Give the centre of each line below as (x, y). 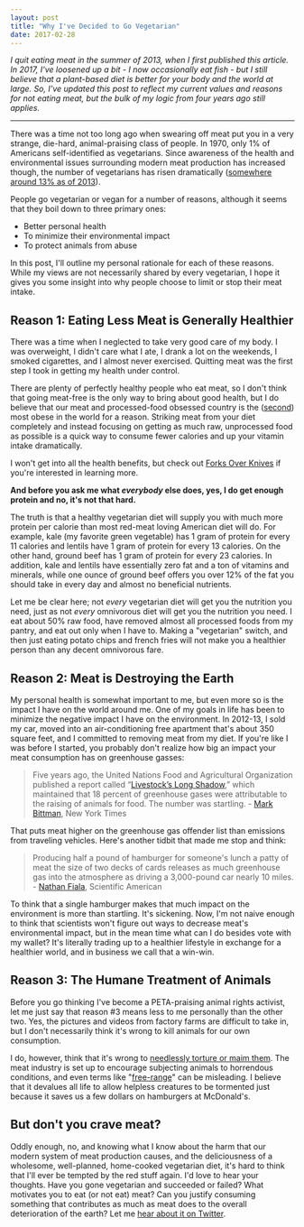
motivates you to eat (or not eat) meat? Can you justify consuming (133, 1194)
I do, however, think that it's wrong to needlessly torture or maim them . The (150, 1057)
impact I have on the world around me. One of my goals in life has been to (147, 710)
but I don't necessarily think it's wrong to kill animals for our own (130, 1030)
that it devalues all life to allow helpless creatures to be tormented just (140, 1086)
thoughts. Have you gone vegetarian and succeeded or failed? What (137, 1185)
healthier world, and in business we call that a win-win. (112, 952)
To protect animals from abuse (80, 245)
